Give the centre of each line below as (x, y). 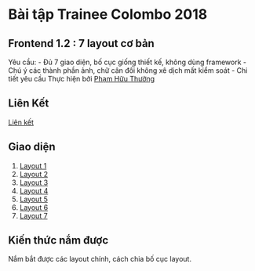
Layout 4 (34, 190)
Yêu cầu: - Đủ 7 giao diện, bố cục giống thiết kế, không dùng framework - (127, 62)
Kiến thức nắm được (58, 240)
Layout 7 (34, 215)
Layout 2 (34, 174)
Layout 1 (33, 165)
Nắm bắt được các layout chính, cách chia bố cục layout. (100, 259)
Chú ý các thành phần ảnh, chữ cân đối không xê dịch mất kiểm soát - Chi (128, 70)
